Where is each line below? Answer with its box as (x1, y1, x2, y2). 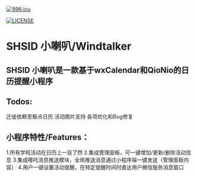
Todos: (6, 97, 33, 107)
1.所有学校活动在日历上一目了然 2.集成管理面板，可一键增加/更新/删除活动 (6, 149, 186, 156)
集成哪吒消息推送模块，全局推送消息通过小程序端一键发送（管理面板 (17, 156, 184, 164)
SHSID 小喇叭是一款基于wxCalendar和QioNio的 (6, 65, 182, 75)
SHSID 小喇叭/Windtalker (6, 40, 132, 53)
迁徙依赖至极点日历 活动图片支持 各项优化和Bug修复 (6, 113, 134, 120)
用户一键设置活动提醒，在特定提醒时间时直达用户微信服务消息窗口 (23, 164, 184, 171)
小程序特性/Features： (6, 132, 90, 142)
